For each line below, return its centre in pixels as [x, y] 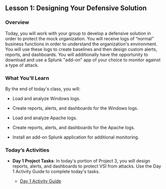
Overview [17, 22]
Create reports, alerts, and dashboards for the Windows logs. [75, 108]
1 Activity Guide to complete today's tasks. [56, 172]
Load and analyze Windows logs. [46, 98]
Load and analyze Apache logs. [45, 118]
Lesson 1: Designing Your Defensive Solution [76, 8]
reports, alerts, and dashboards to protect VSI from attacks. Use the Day [87, 166]
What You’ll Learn [27, 78]
